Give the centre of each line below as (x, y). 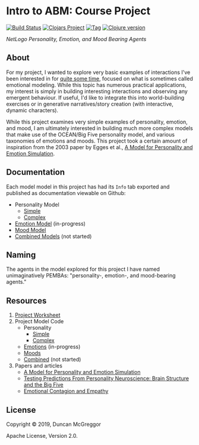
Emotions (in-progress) (52, 347)
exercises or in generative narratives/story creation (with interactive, (90, 104)
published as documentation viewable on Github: (66, 193)
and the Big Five (43, 385)
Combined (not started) (52, 360)
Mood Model (30, 230)
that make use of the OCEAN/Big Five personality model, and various (91, 134)
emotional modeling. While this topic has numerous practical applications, (97, 85)
